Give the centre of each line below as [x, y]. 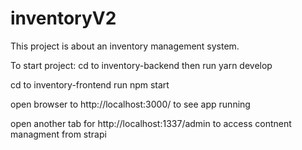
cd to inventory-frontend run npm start [90, 84]
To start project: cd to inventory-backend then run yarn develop [141, 65]
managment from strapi [58, 134]
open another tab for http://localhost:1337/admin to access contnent [151, 123]
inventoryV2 [63, 18]
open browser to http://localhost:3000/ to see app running [130, 104]
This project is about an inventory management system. [125, 46]
